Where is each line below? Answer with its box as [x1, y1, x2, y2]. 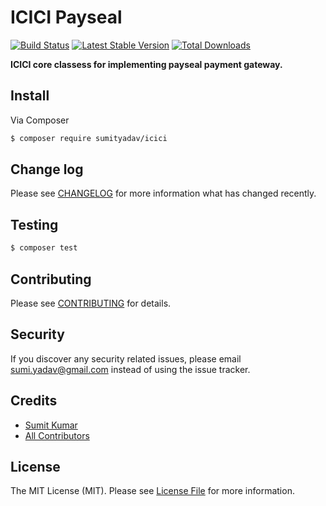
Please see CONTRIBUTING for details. [10, 297, 172, 309]
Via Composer [10, 114, 70, 126]
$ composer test [10, 243, 78, 253]
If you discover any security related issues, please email [10, 352, 242, 365]
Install [10, 87, 50, 105]
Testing [10, 216, 59, 233]
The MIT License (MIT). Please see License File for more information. [10, 485, 295, 497]
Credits [10, 392, 58, 410]
